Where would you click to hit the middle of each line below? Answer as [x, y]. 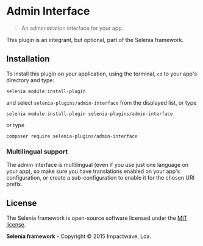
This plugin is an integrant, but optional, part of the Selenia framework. [95, 40]
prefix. [15, 184]
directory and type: [30, 80]
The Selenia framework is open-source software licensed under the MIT [97, 218]
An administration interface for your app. [72, 28]
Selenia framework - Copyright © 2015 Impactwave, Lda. [79, 236]
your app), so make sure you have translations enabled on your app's [93, 171]
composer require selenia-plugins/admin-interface [72, 136]
